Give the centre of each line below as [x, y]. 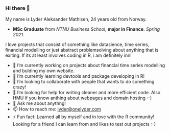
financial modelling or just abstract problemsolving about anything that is [82, 50]
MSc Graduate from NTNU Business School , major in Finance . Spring [86, 29]
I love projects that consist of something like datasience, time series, [77, 45]
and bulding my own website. [44, 71]
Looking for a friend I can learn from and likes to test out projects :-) [84, 124]
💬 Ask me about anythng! [39, 103]
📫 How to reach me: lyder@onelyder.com [57, 109]
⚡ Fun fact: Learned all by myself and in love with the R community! [83, 117]
